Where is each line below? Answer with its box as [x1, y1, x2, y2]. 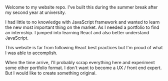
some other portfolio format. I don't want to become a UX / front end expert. [5, 65, 162, 71]
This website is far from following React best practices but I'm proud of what [5, 45, 163, 50]
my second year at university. [5, 9, 66, 15]
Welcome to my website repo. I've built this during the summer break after [5, 4, 158, 10]
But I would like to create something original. [5, 70, 97, 76]
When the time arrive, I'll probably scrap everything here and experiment [5, 60, 155, 65]
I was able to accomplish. [5, 50, 57, 56]
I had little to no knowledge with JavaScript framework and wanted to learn [5, 19, 160, 25]
